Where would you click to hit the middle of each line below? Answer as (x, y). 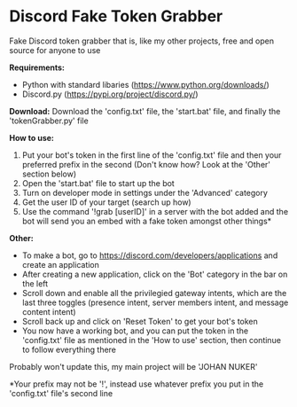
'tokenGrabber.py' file (49, 121)
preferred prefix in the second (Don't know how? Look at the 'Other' (146, 164)
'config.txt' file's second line (61, 393)
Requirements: (37, 67)
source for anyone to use (55, 50)
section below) (49, 174)
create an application (61, 264)
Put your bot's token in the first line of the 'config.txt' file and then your (152, 155)
